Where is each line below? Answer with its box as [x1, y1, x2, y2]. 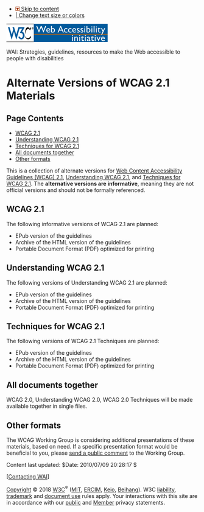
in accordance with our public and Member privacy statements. [6, 499, 166, 506]
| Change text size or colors [15, 12, 85, 19]
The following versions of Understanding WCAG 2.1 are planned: [6, 279, 167, 286]
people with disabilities [6, 55, 64, 62]
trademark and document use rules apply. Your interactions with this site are [6, 492, 198, 499]
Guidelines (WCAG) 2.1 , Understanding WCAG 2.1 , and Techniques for [6, 174, 181, 180]
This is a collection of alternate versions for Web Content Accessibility [6, 167, 183, 174]
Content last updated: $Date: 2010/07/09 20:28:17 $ [6, 461, 137, 469]
